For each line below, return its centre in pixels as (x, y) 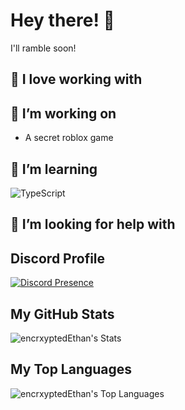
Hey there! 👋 (62, 20)
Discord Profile (58, 258)
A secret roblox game (69, 138)
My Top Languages (71, 369)
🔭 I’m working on (63, 113)
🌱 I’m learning (54, 169)
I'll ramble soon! (43, 48)
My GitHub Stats (62, 314)
